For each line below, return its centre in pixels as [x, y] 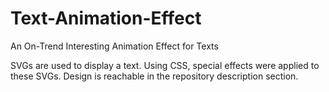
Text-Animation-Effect [106, 18]
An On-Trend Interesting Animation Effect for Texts [114, 46]
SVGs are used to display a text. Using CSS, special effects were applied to [165, 65]
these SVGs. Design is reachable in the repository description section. [154, 76]
